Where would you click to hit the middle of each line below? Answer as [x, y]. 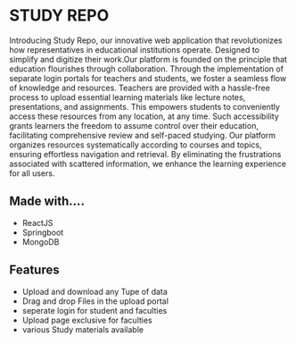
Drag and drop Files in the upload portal [95, 301]
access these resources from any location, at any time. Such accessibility [144, 116]
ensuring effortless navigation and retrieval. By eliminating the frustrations [145, 154]
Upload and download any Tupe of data [95, 291]
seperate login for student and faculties [95, 310]
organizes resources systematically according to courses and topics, [136, 145]
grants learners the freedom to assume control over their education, [134, 125]
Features [34, 270]
